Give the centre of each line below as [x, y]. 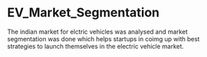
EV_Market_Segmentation [83, 13]
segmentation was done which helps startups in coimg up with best [103, 38]
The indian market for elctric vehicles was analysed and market [98, 32]
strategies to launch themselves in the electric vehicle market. [96, 46]
